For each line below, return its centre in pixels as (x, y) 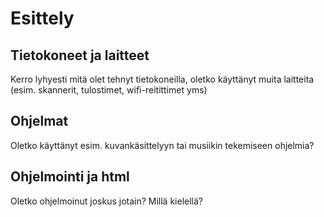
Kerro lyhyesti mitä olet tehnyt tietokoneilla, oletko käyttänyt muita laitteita (162, 79)
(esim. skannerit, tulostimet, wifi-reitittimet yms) (109, 90)
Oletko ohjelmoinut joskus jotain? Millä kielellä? (106, 201)
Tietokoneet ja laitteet (80, 55)
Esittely (42, 18)
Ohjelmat (39, 121)
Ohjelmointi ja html (70, 177)
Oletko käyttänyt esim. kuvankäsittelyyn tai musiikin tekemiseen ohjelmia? (162, 145)
